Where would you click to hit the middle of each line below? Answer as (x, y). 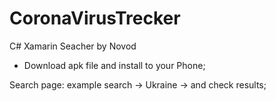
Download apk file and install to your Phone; (114, 65)
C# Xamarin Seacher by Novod (73, 46)
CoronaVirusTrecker (95, 18)
